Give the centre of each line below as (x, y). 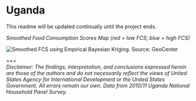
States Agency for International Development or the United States (86, 79)
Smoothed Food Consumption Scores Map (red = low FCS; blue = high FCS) (98, 38)
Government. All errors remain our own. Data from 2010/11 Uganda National (98, 85)
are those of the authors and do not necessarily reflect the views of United (97, 73)
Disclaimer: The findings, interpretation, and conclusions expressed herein (96, 67)
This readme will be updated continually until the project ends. (81, 26)
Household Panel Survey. (37, 92)
